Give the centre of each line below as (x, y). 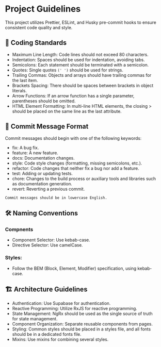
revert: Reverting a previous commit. (48, 189)
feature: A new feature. (35, 153)
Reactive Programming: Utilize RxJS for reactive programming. (74, 309)
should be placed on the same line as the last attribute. (67, 111)
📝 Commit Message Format (47, 126)
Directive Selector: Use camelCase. (48, 245)
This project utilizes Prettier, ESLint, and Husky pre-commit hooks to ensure (81, 22)
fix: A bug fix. (25, 148)
